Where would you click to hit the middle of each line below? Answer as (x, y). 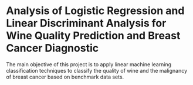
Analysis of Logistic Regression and (95, 11)
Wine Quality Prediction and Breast (93, 36)
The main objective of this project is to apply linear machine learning (89, 64)
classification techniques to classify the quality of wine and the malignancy (97, 70)
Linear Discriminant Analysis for (86, 23)
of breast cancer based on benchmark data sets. (65, 77)
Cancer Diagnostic (52, 48)
